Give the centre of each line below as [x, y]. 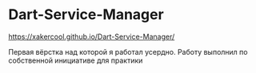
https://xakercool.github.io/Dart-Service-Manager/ [92, 36]
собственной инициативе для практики [76, 60]
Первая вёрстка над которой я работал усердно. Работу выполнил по [128, 52]
